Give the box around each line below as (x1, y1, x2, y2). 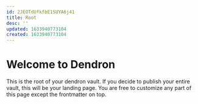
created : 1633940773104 (6, 32, 67, 38)
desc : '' (6, 20, 29, 26)
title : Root (6, 15, 37, 21)
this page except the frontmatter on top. (6, 91, 107, 98)
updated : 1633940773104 (6, 26, 67, 32)
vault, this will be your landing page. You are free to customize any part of (6, 85, 192, 92)
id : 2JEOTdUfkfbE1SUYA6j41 (6, 9, 75, 15)
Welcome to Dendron (6, 58, 116, 72)
